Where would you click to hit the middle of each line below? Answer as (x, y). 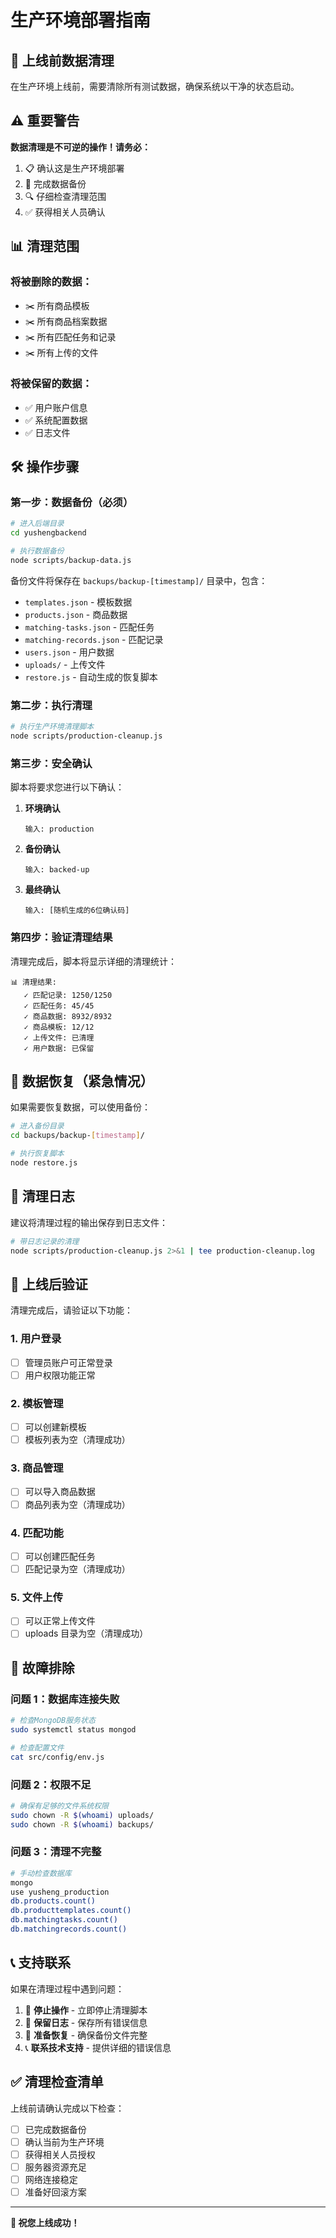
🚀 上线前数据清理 (62, 60)
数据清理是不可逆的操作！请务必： (80, 147)
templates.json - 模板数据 (78, 602)
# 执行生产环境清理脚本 (52, 727)
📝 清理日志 (42, 1196)
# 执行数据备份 (37, 551)
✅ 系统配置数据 (56, 420)
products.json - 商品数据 (76, 614)
